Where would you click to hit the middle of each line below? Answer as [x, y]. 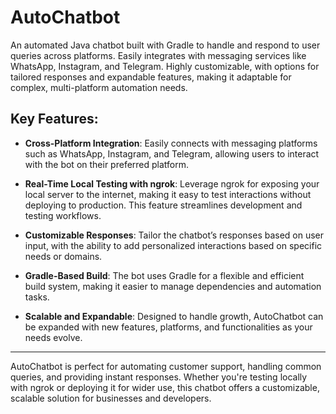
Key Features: [54, 119]
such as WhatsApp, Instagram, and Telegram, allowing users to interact [172, 153]
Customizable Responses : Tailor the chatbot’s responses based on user [174, 235]
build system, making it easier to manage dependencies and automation [173, 286]
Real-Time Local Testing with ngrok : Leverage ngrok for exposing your [172, 183]
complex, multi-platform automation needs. [99, 87]
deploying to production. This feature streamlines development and [163, 205]
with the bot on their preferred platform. [107, 164]
